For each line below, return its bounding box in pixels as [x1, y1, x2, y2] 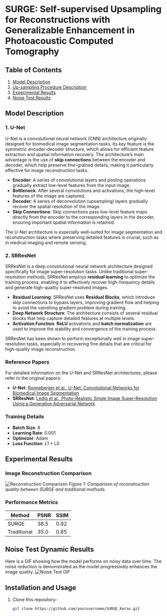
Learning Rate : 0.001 [12, 430, 56, 436]
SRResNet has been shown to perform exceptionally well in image [5, 335, 141, 341]
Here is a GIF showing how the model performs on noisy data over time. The [5, 558, 162, 564]
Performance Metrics [5, 499, 58, 506]
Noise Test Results [12, 95, 51, 101]
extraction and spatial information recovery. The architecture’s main [5, 151, 144, 157]
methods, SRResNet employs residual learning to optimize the [26, 274, 156, 280]
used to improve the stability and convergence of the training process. [12, 325, 157, 332]
